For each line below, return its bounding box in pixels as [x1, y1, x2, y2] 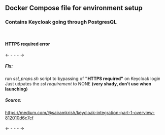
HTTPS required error [5, 41, 50, 47]
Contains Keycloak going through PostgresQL [5, 19, 117, 26]
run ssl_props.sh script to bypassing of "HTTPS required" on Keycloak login [5, 76, 161, 81]
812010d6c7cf [5, 115, 33, 121]
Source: [5, 97, 22, 103]
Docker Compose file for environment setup [5, 4, 143, 12]
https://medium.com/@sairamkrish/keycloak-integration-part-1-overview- [5, 109, 155, 115]
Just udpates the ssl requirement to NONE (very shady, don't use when [5, 81, 152, 86]
